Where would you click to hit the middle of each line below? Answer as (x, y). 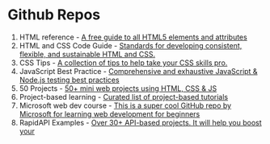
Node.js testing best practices (69, 80)
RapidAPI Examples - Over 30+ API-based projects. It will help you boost (140, 122)
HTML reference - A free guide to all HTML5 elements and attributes (133, 37)
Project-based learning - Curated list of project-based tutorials (124, 97)
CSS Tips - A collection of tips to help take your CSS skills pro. (123, 63)
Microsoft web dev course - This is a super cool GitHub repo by (125, 105)
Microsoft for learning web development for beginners (110, 113)
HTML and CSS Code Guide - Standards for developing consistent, (131, 45)
